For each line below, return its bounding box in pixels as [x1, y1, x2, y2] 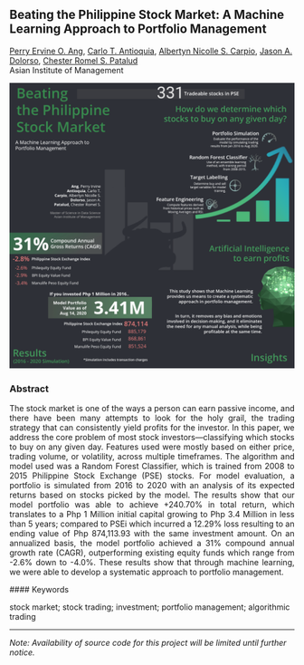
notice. [9, 647, 35, 658]
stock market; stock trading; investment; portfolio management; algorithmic [9, 602, 290, 612]
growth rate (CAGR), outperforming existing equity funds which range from [9, 547, 295, 558]
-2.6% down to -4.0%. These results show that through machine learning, [9, 557, 295, 568]
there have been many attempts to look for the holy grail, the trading [9, 412, 295, 424]
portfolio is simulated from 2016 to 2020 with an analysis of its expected [9, 480, 295, 491]
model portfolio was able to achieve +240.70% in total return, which [9, 499, 295, 510]
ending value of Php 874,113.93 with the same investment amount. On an [9, 528, 295, 539]
